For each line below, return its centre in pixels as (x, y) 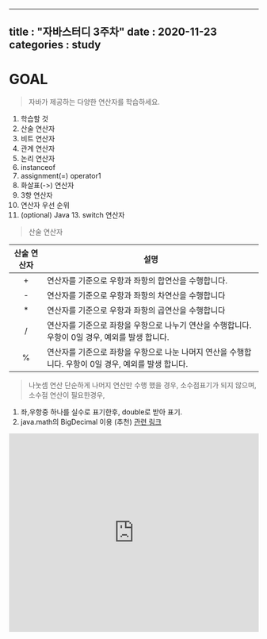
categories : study (55, 45)
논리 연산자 (38, 159)
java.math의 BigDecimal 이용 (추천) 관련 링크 (91, 422)
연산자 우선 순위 (45, 205)
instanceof (38, 167)
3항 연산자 (36, 195)
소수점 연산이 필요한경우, (67, 395)
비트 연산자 (38, 139)
